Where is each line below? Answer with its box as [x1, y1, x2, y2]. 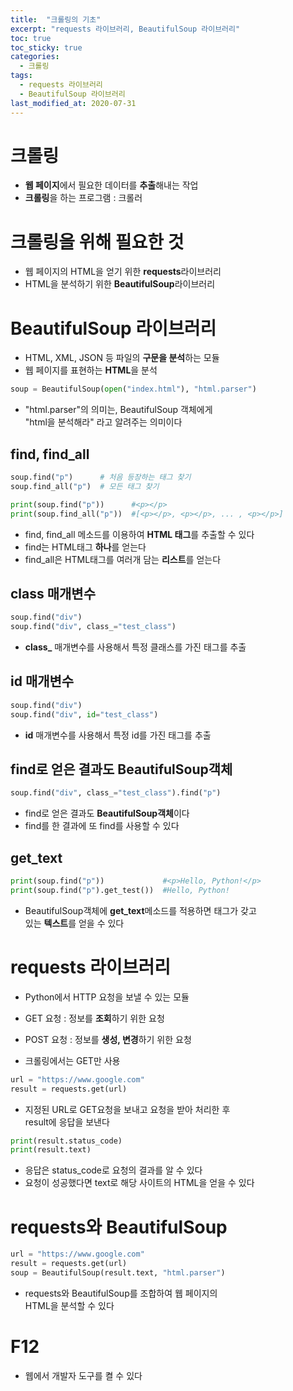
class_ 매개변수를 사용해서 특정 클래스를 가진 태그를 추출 [24, 641, 247, 653]
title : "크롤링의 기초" [10, 14, 102, 25]
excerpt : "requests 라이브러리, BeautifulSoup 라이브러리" [10, 24, 241, 34]
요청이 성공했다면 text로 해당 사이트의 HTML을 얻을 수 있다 [24, 1177, 255, 1189]
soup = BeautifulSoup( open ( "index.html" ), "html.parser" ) [10, 384, 257, 395]
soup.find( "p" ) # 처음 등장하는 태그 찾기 [10, 472, 192, 482]
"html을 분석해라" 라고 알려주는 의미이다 [24, 416, 183, 428]
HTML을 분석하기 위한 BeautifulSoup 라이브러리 [24, 278, 216, 290]
